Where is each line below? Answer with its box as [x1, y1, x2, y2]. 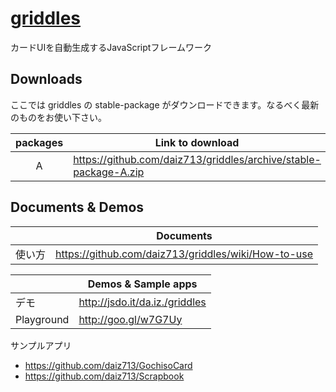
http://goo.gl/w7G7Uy [78, 312, 183, 326]
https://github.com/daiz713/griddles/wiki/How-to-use [55, 247, 314, 261]
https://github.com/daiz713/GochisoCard [24, 359, 193, 371]
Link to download [154, 135, 240, 149]
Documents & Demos [10, 199, 145, 216]
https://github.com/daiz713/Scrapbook [24, 370, 185, 382]
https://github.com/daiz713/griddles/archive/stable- [73, 152, 322, 166]
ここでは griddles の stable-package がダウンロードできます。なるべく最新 [10, 98, 320, 111]
